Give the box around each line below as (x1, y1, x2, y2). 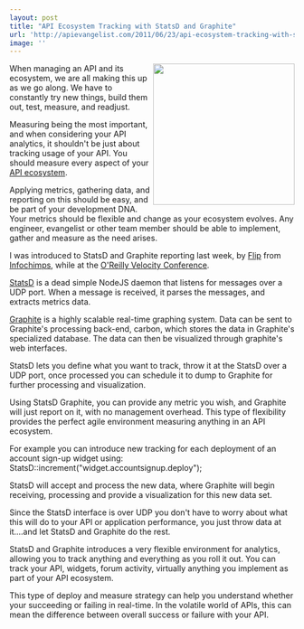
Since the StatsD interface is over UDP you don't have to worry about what (9, 507, 288, 518)
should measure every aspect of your (9, 157, 149, 168)
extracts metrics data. (9, 296, 91, 307)
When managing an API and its (9, 63, 124, 74)
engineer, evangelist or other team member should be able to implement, (9, 223, 280, 234)
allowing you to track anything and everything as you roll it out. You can (9, 553, 276, 565)
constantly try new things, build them (9, 92, 148, 103)
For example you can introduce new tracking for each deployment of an (9, 444, 277, 455)
